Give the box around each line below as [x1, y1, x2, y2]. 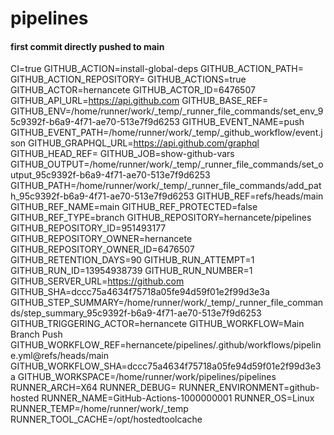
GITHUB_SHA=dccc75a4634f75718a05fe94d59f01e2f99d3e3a [10, 286, 270, 298]
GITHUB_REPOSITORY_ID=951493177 [10, 222, 167, 234]
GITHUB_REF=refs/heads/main [196, 190, 324, 202]
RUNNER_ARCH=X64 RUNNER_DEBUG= [10, 382, 177, 394]
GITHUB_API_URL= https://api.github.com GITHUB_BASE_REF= [10, 95, 269, 107]
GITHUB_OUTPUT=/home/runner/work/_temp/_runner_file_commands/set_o [10, 158, 324, 171]
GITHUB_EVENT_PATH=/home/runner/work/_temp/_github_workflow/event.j [10, 127, 323, 139]
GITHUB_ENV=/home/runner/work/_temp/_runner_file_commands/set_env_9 [10, 105, 324, 117]
